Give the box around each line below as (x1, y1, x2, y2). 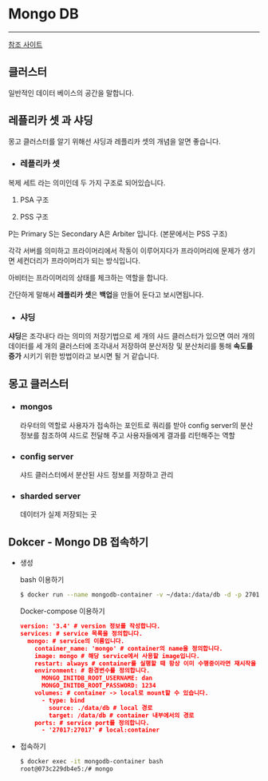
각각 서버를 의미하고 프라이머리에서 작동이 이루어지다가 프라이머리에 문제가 (8, 245, 241, 256)
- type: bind (41, 696, 85, 704)
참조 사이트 (8, 39, 43, 49)
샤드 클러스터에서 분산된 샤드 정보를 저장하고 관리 (19, 470, 174, 480)
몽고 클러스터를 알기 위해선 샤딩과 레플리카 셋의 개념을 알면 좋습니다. (8, 137, 221, 146)
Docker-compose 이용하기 (19, 606, 105, 616)
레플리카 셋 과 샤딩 (8, 113, 93, 128)
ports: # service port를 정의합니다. (34, 719, 150, 727)
